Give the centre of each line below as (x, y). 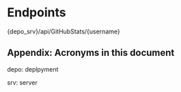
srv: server (22, 82)
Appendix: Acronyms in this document (91, 53)
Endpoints (37, 13)
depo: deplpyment (33, 69)
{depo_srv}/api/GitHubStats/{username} (64, 31)
